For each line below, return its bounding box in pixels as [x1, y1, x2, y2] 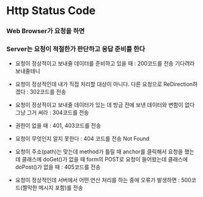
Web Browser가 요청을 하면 [6, 27, 85, 36]
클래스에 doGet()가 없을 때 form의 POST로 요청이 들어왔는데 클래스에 [21, 156, 188, 163]
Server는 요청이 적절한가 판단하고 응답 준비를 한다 [6, 45, 146, 53]
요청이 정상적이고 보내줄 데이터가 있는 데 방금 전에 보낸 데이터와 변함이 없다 [15, 101, 195, 109]
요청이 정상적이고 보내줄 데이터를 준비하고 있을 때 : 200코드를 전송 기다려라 [15, 60, 195, 68]
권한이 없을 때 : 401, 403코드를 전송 [15, 122, 102, 129]
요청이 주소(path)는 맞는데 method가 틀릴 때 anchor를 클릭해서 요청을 [15, 148, 183, 155]
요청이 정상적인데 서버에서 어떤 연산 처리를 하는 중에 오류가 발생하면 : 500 [15, 176, 191, 184]
